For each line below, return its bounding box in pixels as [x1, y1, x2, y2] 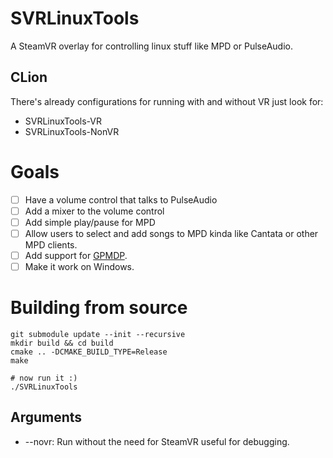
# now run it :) [10, 373, 78, 383]
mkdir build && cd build [10, 338, 114, 348]
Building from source [10, 297, 188, 319]
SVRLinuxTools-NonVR [24, 125, 120, 137]
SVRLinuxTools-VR [24, 115, 102, 127]
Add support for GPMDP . [24, 249, 128, 261]
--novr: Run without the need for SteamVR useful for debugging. [24, 435, 290, 447]
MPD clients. [24, 238, 78, 251]
